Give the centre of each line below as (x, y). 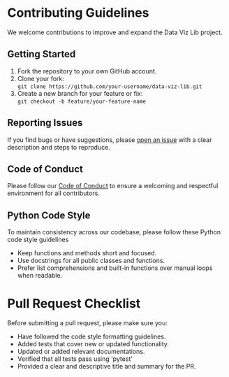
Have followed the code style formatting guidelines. (91, 336)
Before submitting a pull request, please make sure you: (87, 323)
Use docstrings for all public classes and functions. (91, 261)
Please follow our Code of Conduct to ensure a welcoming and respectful (113, 186)
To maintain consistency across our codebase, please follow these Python (114, 232)
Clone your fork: (41, 78)
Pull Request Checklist (74, 304)
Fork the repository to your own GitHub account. (87, 71)
